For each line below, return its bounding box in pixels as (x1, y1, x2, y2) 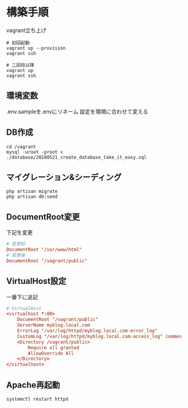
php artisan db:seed (6, 194, 58, 200)
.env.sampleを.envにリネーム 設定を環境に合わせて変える (6, 108, 149, 115)
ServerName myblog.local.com (17, 322, 90, 328)
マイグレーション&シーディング (6, 172, 122, 182)
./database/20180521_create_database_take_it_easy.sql (6, 154, 147, 160)
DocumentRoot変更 (6, 212, 80, 222)
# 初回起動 (6, 40, 30, 46)
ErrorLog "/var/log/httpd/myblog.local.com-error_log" (17, 328, 158, 334)
